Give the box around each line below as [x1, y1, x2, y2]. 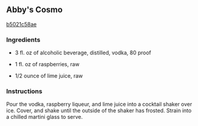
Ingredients [6, 35, 41, 44]
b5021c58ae [6, 20, 37, 27]
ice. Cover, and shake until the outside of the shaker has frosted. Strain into [6, 107, 192, 114]
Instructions [6, 87, 43, 96]
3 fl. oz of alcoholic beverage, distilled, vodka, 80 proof [14, 49, 151, 56]
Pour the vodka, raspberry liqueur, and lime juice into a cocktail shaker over [6, 101, 193, 108]
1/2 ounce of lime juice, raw [14, 72, 83, 79]
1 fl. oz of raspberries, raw [14, 61, 80, 68]
